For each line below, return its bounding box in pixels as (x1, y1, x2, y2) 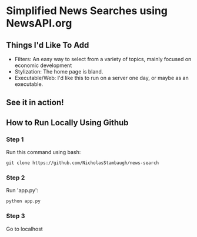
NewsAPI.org (6, 16, 72, 30)
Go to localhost (6, 225, 43, 232)
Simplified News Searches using (6, 4, 168, 18)
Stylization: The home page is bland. (14, 68, 103, 75)
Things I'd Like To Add (6, 40, 89, 50)
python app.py (6, 198, 41, 204)
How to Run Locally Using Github (6, 118, 129, 128)
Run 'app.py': (6, 187, 39, 194)
